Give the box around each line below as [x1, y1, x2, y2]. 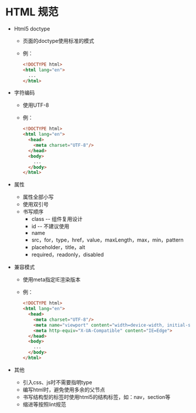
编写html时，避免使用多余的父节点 [22, 386, 106, 393]
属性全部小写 [22, 193, 54, 200]
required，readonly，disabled [31, 251, 104, 258]
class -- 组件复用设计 [31, 216, 83, 223]
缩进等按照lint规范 [22, 401, 67, 408]
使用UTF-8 [22, 102, 49, 109]
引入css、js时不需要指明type [22, 378, 92, 385]
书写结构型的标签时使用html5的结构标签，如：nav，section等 [22, 393, 171, 400]
